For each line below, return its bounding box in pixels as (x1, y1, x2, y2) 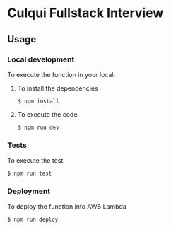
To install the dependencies (17, 84, 98, 93)
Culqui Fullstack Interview (7, 5, 164, 21)
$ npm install (17, 98, 59, 105)
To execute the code (17, 110, 78, 118)
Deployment (7, 186, 51, 196)
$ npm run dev (17, 124, 59, 131)
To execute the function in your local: (7, 70, 115, 79)
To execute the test (7, 156, 64, 165)
